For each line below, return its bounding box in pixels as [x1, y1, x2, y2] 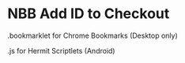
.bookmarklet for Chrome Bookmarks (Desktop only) [7, 31, 179, 40]
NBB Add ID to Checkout [7, 5, 170, 23]
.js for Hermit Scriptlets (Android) [7, 46, 115, 55]
